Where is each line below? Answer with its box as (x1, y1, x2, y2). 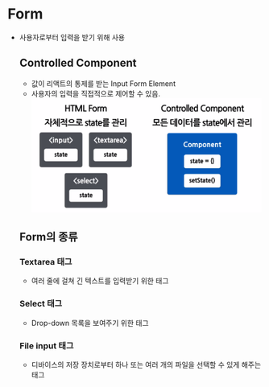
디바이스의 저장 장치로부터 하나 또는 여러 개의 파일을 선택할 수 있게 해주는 (31, 360, 262, 369)
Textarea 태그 (19, 257, 72, 268)
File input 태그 (19, 340, 74, 351)
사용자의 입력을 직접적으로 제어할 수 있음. (31, 89, 161, 98)
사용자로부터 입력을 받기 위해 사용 (19, 32, 126, 42)
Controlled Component (19, 56, 138, 70)
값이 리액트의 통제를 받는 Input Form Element (31, 78, 176, 89)
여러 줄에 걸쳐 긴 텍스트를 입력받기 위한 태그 (31, 276, 169, 286)
